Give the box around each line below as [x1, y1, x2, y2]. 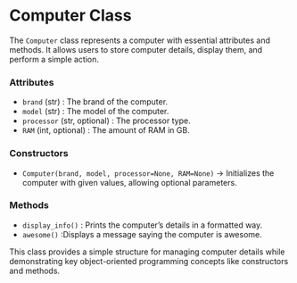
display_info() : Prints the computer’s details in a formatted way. [21, 220, 263, 230]
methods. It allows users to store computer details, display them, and [9, 44, 263, 54]
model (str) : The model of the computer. [21, 106, 169, 117]
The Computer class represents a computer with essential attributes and [9, 35, 270, 46]
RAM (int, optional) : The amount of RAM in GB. [21, 125, 190, 136]
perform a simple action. [9, 54, 100, 64]
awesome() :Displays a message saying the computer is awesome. [21, 229, 263, 239]
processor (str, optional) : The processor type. [21, 115, 191, 126]
